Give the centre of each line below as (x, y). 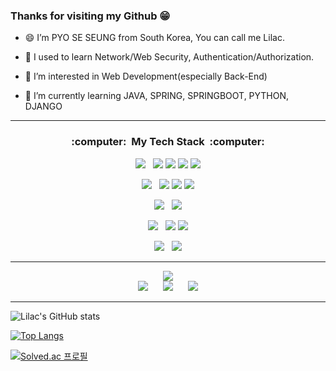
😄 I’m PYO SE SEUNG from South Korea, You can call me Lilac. (154, 38)
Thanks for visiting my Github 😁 (90, 16)
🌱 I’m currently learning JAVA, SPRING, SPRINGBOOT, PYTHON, (157, 96)
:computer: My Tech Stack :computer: (168, 142)
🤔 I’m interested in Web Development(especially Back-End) (146, 76)
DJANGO (43, 106)
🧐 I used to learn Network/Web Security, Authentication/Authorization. (169, 57)
